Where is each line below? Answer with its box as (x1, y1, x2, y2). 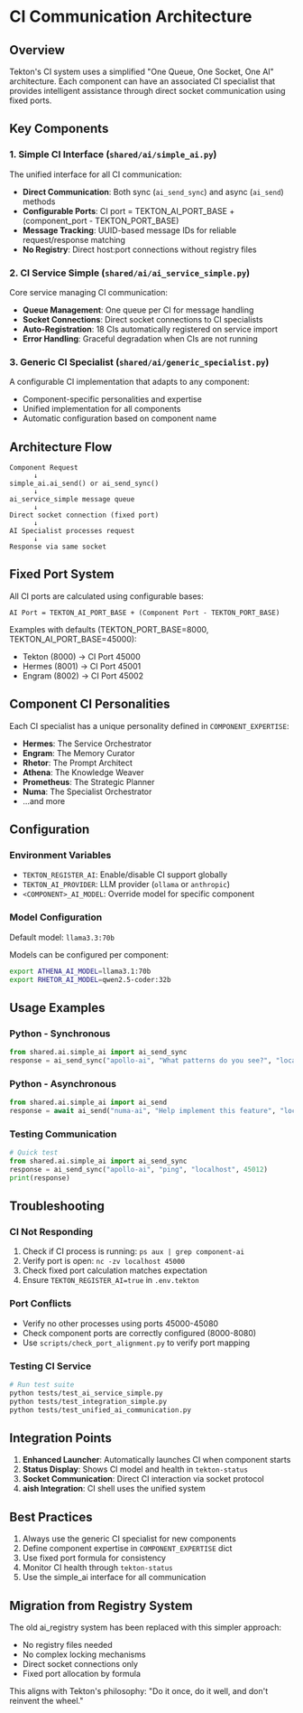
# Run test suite (9, 1381, 75, 1390)
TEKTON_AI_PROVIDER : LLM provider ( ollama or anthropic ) (22, 879, 231, 890)
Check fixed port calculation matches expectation (22, 1265, 207, 1276)
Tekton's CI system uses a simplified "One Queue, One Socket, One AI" (9, 66, 275, 77)
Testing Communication (9, 1128, 117, 1140)
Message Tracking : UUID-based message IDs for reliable (22, 224, 237, 236)
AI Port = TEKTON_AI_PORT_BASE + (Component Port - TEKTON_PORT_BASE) (9, 608, 280, 617)
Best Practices (9, 1509, 93, 1524)
